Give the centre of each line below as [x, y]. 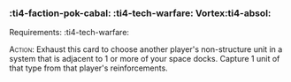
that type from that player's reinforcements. [88, 68]
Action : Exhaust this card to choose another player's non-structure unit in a [146, 49]
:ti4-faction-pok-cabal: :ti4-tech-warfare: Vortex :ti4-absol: [140, 13]
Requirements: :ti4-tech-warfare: [69, 33]
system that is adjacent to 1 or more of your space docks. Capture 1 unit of [145, 59]
